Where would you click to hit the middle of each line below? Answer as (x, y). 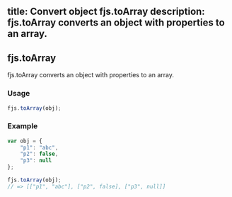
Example (23, 126)
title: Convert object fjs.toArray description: (106, 12)
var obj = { (25, 141)
